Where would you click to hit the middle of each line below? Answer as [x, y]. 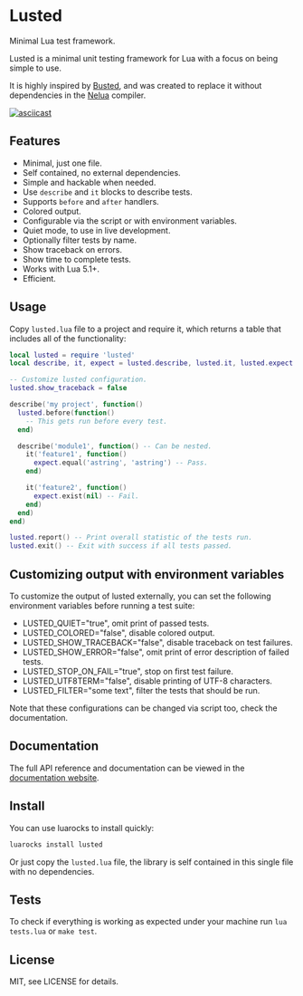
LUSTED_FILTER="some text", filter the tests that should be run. [141, 690]
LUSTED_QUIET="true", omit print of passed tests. [116, 623]
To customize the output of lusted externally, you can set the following [140, 596]
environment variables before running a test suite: [102, 606]
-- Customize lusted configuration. [78, 380]
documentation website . [54, 777]
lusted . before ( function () [66, 413]
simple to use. [35, 68]
